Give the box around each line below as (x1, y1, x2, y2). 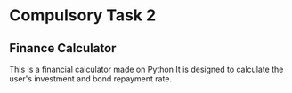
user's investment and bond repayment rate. (9, 74, 172, 84)
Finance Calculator (9, 41, 117, 56)
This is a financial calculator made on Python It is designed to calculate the (9, 64, 284, 74)
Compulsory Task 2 (9, 5, 157, 26)
